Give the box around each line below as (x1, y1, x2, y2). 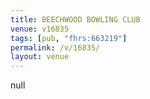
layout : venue (10, 52, 70, 62)
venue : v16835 (10, 24, 70, 34)
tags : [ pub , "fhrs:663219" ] (10, 33, 128, 43)
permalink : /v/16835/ (10, 42, 101, 53)
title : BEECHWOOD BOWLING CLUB (10, 14, 141, 25)
